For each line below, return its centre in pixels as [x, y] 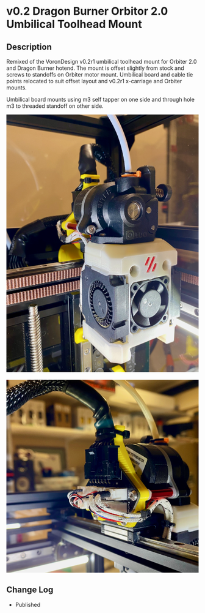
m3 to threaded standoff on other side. [55, 106]
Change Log [30, 590]
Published [28, 604]
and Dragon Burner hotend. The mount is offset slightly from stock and [95, 68]
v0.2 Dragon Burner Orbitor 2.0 [87, 11]
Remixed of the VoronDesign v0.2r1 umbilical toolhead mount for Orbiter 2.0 [102, 62]
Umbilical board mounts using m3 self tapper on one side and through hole [101, 100]
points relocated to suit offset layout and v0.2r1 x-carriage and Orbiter [94, 81]
